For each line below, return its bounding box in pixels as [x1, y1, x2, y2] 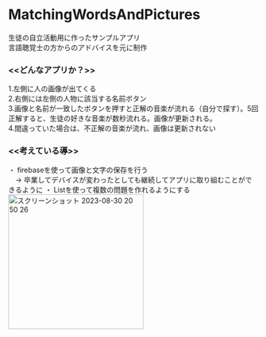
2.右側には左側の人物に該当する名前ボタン [8, 94, 147, 104]
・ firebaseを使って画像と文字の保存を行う [8, 165, 148, 174]
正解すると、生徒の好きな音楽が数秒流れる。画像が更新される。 [8, 113, 217, 124]
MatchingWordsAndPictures [8, 6, 201, 24]
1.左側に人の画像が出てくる [8, 84, 97, 94]
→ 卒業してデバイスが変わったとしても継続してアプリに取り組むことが [14, 174, 245, 184]
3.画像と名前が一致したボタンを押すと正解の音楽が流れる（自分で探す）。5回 [8, 104, 259, 113]
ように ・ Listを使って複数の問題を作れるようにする [21, 185, 191, 194]
